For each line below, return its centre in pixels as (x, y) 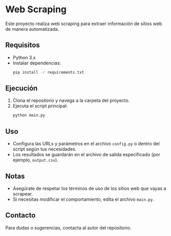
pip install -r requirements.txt (48, 72)
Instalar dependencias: (37, 63)
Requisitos (23, 45)
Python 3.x (24, 57)
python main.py (29, 115)
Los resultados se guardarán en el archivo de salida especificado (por (86, 155)
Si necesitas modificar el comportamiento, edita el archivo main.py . (83, 199)
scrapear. (23, 194)
